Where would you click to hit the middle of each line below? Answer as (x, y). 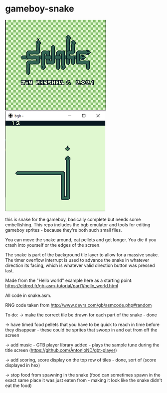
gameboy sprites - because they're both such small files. (64, 230)
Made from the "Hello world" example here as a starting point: (69, 280)
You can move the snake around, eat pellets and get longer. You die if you (81, 240)
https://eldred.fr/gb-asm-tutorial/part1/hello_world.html (62, 285)
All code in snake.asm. (28, 295)
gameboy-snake (40, 9)
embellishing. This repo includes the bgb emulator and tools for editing (78, 225)
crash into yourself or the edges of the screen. (53, 245)
